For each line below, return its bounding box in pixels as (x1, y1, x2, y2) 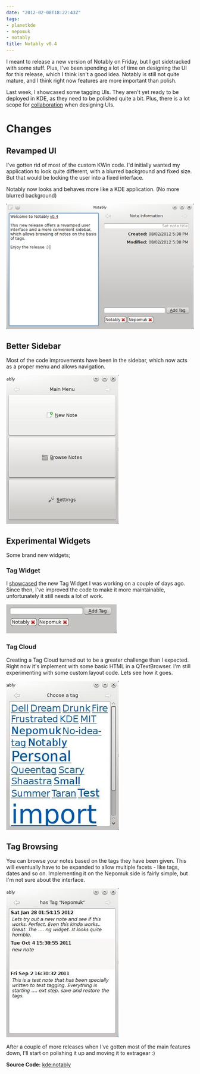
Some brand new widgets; (6, 552, 71, 559)
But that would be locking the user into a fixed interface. (6, 174, 144, 181)
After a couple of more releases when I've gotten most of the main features (6, 1043, 190, 1050)
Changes (6, 122, 52, 136)
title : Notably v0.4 (6, 41, 58, 47)
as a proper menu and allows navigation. (6, 363, 106, 370)
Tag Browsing (6, 842, 58, 851)
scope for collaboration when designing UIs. (6, 101, 115, 108)
